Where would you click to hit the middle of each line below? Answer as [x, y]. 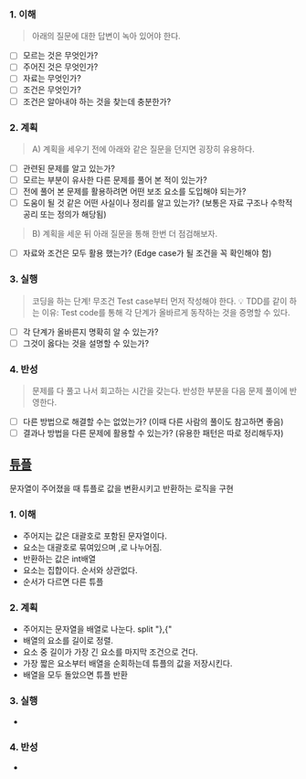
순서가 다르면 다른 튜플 [63, 582]
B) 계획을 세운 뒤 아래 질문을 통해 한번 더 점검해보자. [125, 234]
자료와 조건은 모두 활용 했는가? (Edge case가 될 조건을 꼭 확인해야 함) [147, 253]
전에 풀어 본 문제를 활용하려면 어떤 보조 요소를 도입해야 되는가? [134, 192]
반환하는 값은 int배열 [59, 559]
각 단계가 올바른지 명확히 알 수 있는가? [90, 332]
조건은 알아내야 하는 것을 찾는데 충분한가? [97, 101]
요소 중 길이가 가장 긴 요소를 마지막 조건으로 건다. [110, 652]
